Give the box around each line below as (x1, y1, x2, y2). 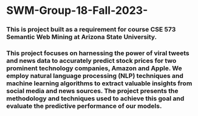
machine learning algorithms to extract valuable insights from (6, 79, 193, 88)
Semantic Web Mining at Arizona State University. (6, 33, 157, 41)
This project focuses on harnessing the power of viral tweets (6, 49, 189, 57)
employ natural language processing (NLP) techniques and (6, 72, 184, 80)
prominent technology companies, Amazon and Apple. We (6, 64, 182, 72)
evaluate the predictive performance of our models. (6, 102, 162, 111)
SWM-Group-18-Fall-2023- (6, 4, 148, 18)
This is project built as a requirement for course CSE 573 (6, 25, 176, 34)
